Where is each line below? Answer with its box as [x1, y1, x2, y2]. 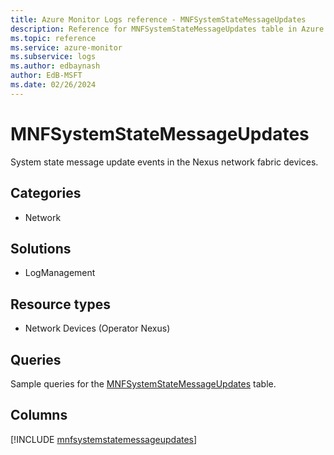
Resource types [10, 296, 111, 313]
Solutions [10, 240, 72, 257]
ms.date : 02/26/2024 [10, 80, 97, 90]
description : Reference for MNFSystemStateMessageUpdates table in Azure [10, 24, 325, 34]
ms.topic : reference [10, 33, 97, 43]
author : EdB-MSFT [10, 71, 83, 81]
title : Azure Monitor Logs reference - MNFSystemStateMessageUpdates [10, 14, 307, 25]
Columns [10, 407, 68, 424]
